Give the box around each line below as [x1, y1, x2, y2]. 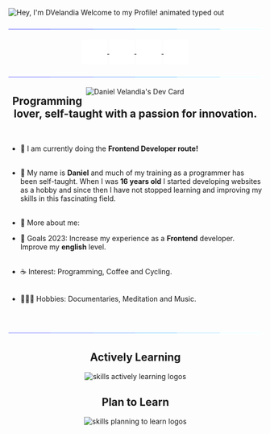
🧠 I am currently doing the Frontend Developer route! [19, 144, 199, 153]
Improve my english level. [19, 242, 106, 252]
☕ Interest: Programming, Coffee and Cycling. [19, 267, 172, 277]
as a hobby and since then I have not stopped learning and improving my [19, 186, 263, 195]
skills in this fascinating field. [19, 194, 116, 203]
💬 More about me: [19, 218, 81, 227]
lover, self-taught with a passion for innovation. [13, 106, 258, 120]
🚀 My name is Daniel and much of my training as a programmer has [19, 168, 244, 177]
